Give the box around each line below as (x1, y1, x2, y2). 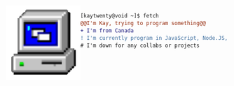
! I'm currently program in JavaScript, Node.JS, (80, 34, 228, 41)
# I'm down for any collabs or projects (80, 42, 200, 49)
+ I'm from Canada (80, 27, 134, 34)
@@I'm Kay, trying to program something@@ (80, 20, 207, 27)
